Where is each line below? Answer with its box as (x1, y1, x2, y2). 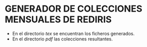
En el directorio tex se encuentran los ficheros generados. (12, 30, 135, 36)
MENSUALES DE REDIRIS (5, 14, 112, 25)
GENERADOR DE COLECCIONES (5, 3, 143, 15)
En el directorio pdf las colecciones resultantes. (12, 36, 113, 42)
